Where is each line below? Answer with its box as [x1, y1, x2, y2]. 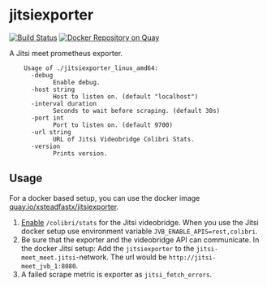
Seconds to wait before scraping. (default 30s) [52, 107, 221, 115]
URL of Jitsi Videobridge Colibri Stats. [52, 135, 196, 143]
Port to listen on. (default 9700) [52, 120, 174, 129]
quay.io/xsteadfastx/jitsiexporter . [9, 202, 119, 211]
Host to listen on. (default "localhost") [52, 92, 199, 101]
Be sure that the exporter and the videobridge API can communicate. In [20, 234, 260, 245]
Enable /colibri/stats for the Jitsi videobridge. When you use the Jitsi [20, 217, 259, 227]
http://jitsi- [168, 254, 217, 262]
